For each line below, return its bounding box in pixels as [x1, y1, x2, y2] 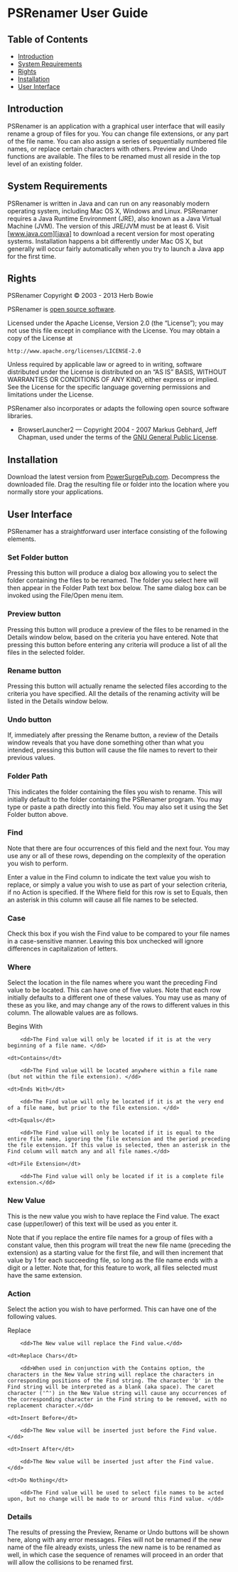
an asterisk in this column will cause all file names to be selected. [7, 895, 199, 904]
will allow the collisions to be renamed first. [7, 1558, 134, 1567]
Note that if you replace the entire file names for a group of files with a [7, 1233, 213, 1241]
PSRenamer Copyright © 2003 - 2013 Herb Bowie [7, 292, 154, 300]
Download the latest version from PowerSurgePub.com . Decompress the [7, 473, 220, 481]
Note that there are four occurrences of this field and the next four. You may [7, 844, 230, 852]
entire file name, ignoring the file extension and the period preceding [7, 1135, 231, 1143]
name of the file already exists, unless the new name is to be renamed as [7, 1543, 221, 1551]
